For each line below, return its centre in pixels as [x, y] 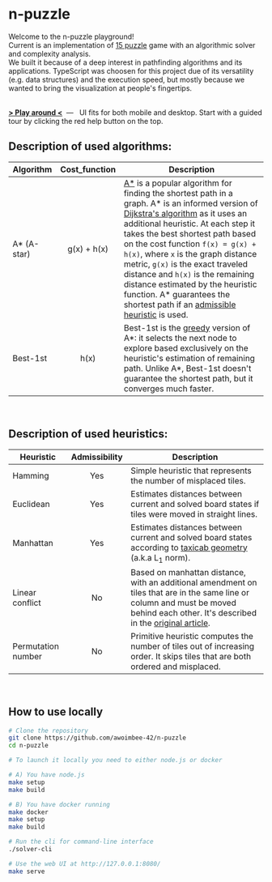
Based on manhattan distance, [189, 572]
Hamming [31, 475]
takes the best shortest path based [190, 233]
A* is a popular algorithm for [178, 183]
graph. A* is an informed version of [191, 203]
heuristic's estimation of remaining [189, 358]
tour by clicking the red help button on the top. [86, 121]
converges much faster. [169, 388]
